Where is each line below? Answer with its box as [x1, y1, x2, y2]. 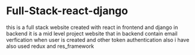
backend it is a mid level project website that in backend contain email [6, 30, 178, 37]
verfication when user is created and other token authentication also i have [6, 36, 190, 43]
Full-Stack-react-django [6, 4, 128, 18]
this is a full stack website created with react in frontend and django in [6, 24, 178, 31]
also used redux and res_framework [6, 43, 94, 50]
